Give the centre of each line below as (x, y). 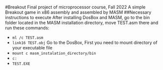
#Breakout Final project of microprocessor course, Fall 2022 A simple (75, 7)
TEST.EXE (21, 64)
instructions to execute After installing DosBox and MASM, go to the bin (77, 17)
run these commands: (27, 28)
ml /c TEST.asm (28, 38)
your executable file (32, 48)
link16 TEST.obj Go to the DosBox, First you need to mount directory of (85, 43)
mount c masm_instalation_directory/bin (54, 53)
